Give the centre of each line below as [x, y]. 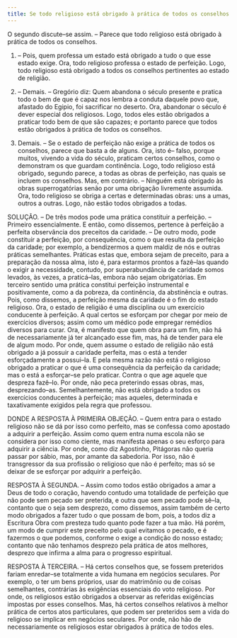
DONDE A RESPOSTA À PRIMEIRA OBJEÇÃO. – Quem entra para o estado [114, 418]
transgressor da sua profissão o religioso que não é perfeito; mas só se [111, 464]
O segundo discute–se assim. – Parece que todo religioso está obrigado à [115, 34]
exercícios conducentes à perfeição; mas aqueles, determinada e [103, 397]
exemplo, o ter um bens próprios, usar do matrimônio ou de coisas [104, 581]
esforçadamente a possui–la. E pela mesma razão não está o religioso [109, 360]
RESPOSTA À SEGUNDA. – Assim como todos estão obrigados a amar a [111, 485]
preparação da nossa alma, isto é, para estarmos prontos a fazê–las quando [118, 262]
